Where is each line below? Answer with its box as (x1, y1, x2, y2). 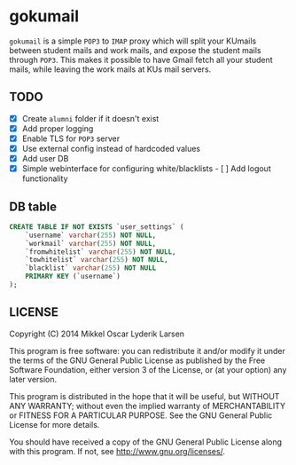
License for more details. (9, 419, 100, 430)
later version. (9, 374, 58, 384)
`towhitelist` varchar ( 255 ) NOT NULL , (25, 256, 168, 264)
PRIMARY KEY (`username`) (25, 272, 121, 281)
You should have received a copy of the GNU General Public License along (9, 437, 282, 447)
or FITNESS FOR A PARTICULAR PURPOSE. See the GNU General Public (9, 410, 273, 421)
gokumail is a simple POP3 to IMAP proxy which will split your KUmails (9, 35, 257, 46)
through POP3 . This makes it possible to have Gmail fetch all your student (9, 54, 273, 65)
